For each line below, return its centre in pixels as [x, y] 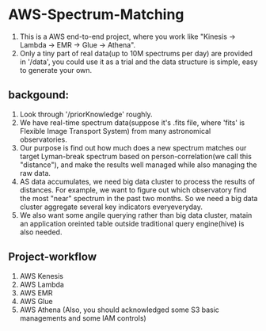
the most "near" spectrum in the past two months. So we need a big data [139, 198]
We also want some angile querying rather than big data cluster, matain [136, 215]
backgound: [39, 95]
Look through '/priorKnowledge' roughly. [86, 114]
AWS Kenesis [41, 276]
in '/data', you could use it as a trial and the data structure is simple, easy [139, 62]
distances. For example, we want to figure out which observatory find [133, 190]
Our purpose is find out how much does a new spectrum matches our [133, 147]
